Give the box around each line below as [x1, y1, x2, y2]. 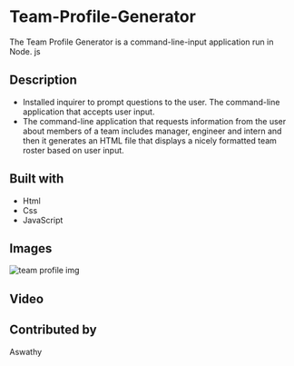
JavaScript [22, 214, 64, 225]
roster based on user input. [22, 144, 124, 155]
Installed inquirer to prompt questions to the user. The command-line [22, 96, 280, 107]
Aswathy [9, 346, 43, 357]
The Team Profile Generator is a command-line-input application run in [9, 36, 274, 47]
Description [9, 73, 77, 88]
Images [9, 241, 53, 256]
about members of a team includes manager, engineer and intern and [22, 125, 282, 136]
